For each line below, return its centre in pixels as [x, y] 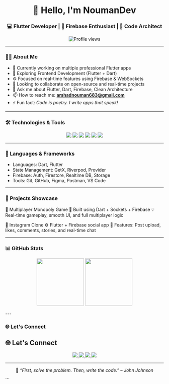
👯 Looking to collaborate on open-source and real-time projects [78, 84]
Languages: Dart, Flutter [38, 165]
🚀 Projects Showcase [31, 198]
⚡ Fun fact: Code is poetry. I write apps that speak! [65, 102]
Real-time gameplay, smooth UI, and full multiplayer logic [64, 215]
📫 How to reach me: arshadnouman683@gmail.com [68, 95]
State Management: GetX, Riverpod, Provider [59, 170]
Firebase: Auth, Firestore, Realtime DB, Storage [61, 175]
